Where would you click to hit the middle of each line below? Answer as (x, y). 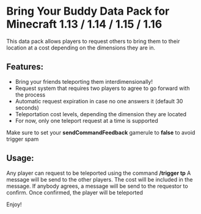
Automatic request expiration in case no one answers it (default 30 (99, 101)
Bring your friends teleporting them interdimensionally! (84, 81)
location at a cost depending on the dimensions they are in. (81, 48)
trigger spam (23, 139)
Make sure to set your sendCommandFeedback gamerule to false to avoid (101, 132)
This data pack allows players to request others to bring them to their (93, 41)
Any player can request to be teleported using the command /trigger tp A (99, 173)
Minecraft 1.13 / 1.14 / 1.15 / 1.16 (84, 24)
